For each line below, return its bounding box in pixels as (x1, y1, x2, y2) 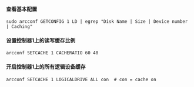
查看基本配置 (6, 5, 37, 12)
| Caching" (6, 24, 33, 30)
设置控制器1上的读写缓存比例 (6, 37, 76, 44)
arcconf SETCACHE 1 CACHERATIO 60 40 (6, 50, 99, 56)
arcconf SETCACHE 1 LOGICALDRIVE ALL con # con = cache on (6, 76, 157, 82)
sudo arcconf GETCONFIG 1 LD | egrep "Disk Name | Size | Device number (6, 19, 188, 25)
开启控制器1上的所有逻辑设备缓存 (6, 63, 86, 70)
